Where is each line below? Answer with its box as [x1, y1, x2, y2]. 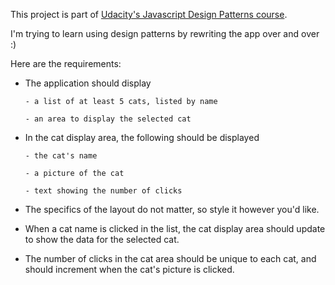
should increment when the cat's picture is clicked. [24, 264, 235, 275]
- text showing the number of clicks [24, 186, 183, 196]
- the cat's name [24, 151, 98, 161]
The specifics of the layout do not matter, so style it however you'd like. [24, 204, 320, 215]
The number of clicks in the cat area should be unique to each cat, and [24, 253, 317, 264]
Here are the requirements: [10, 58, 122, 69]
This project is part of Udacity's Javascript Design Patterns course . [10, 9, 288, 20]
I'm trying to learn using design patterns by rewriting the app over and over [10, 28, 320, 39]
